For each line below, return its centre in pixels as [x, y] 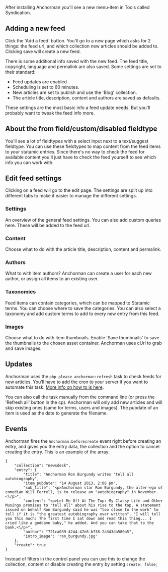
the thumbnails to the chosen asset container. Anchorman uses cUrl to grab [83, 343]
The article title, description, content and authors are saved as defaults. [87, 97]
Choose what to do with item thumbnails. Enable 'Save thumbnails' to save [82, 337]
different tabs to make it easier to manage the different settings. [71, 196]
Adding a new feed [35, 29]
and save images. [23, 348]
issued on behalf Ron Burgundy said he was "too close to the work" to [82, 509]
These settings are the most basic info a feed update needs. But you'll [78, 108]
